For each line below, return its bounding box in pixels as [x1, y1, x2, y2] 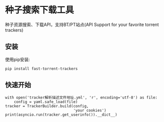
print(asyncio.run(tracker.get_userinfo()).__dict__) [5, 112, 118, 117]
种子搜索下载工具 [5, 4, 75, 16]
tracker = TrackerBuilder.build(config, [5, 103, 89, 108]
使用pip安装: [5, 56, 30, 62]
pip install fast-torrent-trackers [5, 66, 78, 71]
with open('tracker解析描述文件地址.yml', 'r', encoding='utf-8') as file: [5, 95, 158, 100]
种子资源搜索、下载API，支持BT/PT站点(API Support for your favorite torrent [5, 22, 159, 27]
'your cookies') [73, 108, 107, 113]
